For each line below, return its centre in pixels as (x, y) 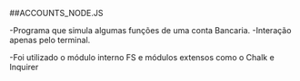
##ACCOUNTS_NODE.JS (56, 13)
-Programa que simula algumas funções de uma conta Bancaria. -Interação (150, 30)
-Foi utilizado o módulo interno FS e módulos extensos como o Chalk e (142, 57)
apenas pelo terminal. (50, 40)
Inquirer (24, 67)
